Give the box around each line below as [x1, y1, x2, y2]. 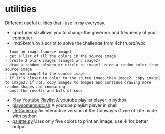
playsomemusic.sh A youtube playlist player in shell [12, 102, 118, 108]
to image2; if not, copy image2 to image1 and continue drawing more [5, 80, 152, 85]
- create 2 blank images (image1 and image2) [5, 58, 100, 63]
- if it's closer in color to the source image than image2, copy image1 [5, 75, 161, 80]
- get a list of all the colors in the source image [5, 53, 116, 59]
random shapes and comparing [5, 84, 65, 89]
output [12, 123, 26, 129]
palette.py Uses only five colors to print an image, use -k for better [12, 118, 148, 124]
